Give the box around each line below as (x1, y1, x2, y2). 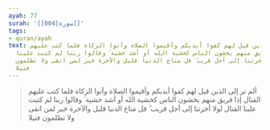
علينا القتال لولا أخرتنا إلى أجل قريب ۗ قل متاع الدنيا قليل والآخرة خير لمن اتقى (27, 104, 257, 113)
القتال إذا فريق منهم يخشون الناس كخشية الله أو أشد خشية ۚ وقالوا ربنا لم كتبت (27, 94, 261, 104)
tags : (8, 26, 27, 35)
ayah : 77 (8, 11, 38, 20)
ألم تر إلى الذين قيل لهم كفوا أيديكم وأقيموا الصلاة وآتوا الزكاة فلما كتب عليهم (27, 86, 257, 95)
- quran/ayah (8, 34, 52, 43)
